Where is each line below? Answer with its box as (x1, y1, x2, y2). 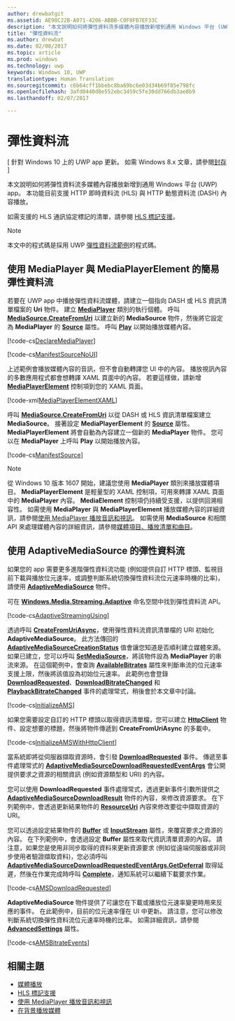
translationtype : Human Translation (7, 75, 114, 83)
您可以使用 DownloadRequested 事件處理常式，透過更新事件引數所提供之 (7, 784, 220, 793)
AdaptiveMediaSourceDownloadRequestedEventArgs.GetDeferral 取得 (7, 861, 218, 869)
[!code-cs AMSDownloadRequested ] (7, 883, 112, 892)
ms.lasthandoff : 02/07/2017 (7, 95, 90, 102)
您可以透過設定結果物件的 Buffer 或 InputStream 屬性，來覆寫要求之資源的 (7, 826, 223, 834)
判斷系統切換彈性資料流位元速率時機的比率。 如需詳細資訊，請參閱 (7, 915, 199, 924)
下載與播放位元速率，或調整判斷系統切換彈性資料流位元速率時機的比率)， (13, 573, 225, 582)
